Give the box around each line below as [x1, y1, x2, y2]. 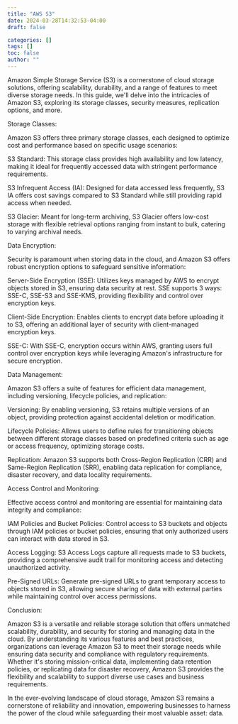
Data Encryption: [7, 241, 57, 249]
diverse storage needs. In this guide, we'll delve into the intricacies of [7, 90, 210, 99]
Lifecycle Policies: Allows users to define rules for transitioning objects [7, 427, 214, 435]
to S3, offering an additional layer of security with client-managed [7, 320, 199, 329]
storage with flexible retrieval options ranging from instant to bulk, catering [7, 219, 225, 228]
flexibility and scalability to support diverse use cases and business [7, 672, 205, 681]
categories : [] [7, 36, 52, 43]
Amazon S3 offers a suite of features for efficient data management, [7, 384, 207, 393]
